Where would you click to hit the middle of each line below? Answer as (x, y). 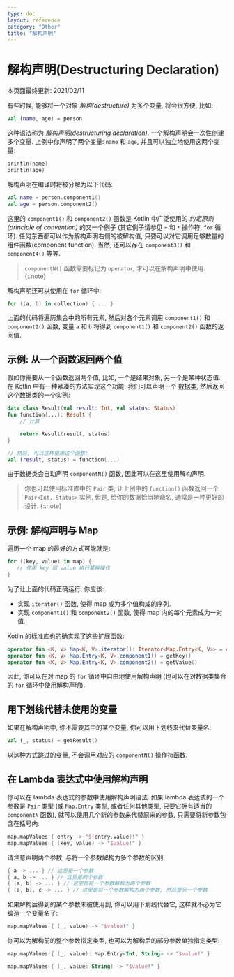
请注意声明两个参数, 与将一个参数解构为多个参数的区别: (86, 857)
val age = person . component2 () (53, 204)
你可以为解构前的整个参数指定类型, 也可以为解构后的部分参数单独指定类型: (114, 941)
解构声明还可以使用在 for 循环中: (54, 290)
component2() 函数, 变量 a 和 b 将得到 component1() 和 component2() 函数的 (112, 326)
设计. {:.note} (43, 506)
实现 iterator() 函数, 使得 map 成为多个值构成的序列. (94, 603)
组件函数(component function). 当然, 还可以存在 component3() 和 (99, 245)
